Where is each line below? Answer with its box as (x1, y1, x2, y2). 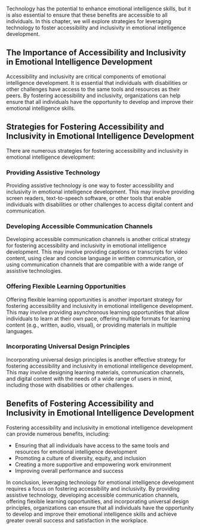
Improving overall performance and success (14, 467, 124, 474)
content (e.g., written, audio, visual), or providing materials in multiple (6, 321, 177, 328)
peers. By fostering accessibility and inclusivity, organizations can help (6, 92, 181, 99)
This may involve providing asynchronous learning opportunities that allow (6, 309, 189, 316)
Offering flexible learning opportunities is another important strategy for (6, 295, 183, 303)
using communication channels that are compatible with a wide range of (6, 261, 184, 268)
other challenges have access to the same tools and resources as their (6, 85, 180, 93)
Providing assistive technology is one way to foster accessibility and (6, 181, 174, 189)
